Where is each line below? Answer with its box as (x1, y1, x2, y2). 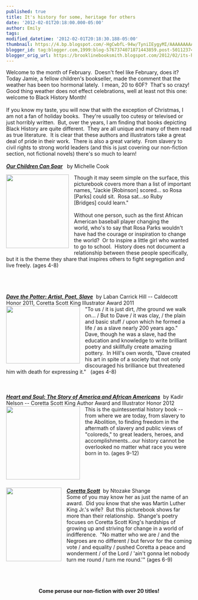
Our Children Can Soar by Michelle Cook (6, 163, 110, 170)
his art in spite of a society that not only (85, 355, 181, 362)
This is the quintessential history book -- (85, 406, 184, 413)
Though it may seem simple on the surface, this (74, 174, 190, 181)
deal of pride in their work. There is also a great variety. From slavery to (6, 137, 183, 144)
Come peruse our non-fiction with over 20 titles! (38, 587, 160, 594)
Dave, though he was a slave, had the (85, 331, 176, 338)
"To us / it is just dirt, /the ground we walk (85, 305, 187, 312)
